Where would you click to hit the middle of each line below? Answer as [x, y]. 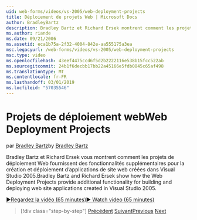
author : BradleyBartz [33, 22]
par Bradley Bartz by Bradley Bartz [47, 145]
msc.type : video [26, 55]
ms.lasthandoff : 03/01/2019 [40, 83]
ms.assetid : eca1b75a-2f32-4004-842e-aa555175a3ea [69, 45]
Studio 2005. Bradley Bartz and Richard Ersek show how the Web [84, 175]
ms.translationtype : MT [35, 72]
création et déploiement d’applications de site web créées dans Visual [91, 169]
